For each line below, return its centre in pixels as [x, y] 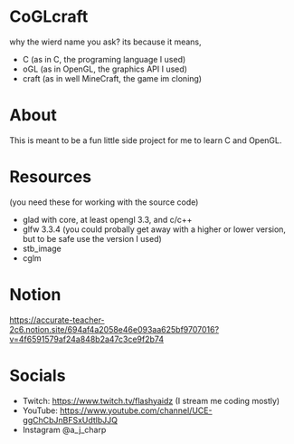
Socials [38, 376]
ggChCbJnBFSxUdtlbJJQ [70, 420]
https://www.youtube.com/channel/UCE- [136, 410]
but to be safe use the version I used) [92, 238]
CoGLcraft [49, 17]
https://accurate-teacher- [57, 320]
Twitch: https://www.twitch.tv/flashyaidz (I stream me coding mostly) [151, 401]
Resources [51, 177]
